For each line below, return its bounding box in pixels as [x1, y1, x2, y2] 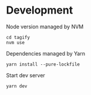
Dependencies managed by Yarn [6, 50, 85, 57]
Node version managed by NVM [6, 23, 84, 30]
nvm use [6, 40, 25, 45]
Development [6, 4, 73, 17]
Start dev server [6, 71, 45, 78]
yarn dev [6, 83, 28, 89]
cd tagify [6, 34, 31, 40]
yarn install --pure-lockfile [6, 61, 80, 67]
